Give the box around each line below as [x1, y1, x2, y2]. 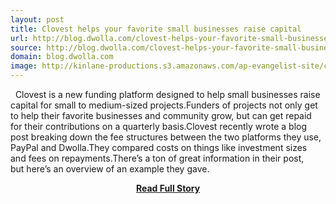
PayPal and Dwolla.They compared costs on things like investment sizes [10, 142, 308, 153]
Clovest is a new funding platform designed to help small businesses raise [14, 89, 321, 100]
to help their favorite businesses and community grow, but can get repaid [10, 110, 312, 121]
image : [10, 61, 38, 71]
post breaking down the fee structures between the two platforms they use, [10, 131, 322, 143]
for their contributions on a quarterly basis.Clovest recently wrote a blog [10, 121, 308, 132]
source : [10, 42, 43, 53]
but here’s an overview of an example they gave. [10, 163, 210, 175]
